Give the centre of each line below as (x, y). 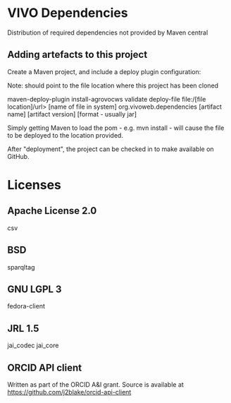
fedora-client (26, 306)
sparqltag (21, 267)
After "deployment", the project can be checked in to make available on (111, 149)
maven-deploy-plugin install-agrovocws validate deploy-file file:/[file (107, 99)
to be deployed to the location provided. (65, 135)
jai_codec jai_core (33, 345)
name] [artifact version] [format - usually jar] (72, 114)
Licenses (35, 185)
